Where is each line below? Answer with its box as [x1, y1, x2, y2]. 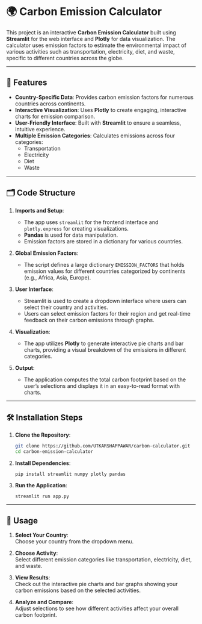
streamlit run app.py [14, 493, 69, 500]
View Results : [14, 573, 50, 581]
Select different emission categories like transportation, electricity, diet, [14, 555, 192, 563]
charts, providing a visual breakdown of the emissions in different [23, 346, 186, 353]
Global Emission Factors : [14, 249, 79, 257]
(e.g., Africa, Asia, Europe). [23, 273, 91, 281]
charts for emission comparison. [14, 113, 96, 120]
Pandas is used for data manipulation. [23, 231, 118, 239]
